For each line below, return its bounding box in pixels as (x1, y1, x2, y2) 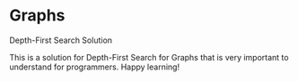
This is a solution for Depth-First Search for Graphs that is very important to (9, 52, 289, 62)
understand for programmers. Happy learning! (9, 61, 180, 72)
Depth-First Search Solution (9, 35, 113, 45)
